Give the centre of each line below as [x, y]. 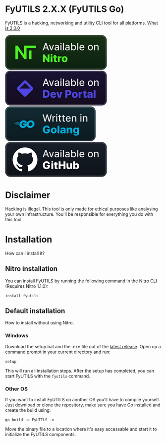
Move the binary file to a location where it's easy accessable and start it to [81, 429]
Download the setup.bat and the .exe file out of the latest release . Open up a [83, 346]
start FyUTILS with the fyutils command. [48, 376]
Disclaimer [28, 195]
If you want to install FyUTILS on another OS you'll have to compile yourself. [83, 400]
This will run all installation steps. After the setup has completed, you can [80, 371]
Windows [17, 336]
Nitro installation [31, 269]
